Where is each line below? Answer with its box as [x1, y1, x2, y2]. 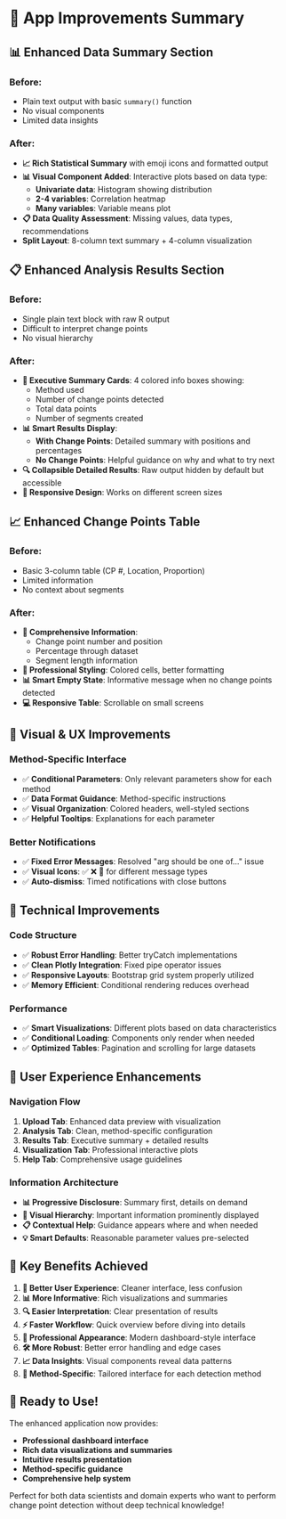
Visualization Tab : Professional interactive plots [21, 1144, 198, 1155]
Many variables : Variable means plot [35, 203, 171, 214]
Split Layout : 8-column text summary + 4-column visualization [21, 235, 252, 246]
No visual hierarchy [21, 332, 93, 343]
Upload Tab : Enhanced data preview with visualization [21, 1115, 222, 1126]
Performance [9, 1002, 68, 1015]
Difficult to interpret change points [21, 323, 148, 333]
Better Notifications [9, 836, 96, 848]
